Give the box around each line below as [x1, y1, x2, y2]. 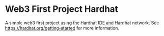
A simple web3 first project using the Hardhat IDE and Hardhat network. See [5, 20, 160, 26]
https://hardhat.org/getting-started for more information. [5, 25, 119, 31]
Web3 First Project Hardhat [5, 3, 118, 15]
